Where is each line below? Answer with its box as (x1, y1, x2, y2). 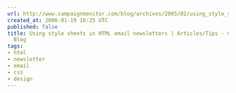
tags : (7, 43, 23, 50)
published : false (7, 23, 58, 30)
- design (7, 75, 33, 83)
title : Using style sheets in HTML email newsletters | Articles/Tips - (7, 29, 225, 37)
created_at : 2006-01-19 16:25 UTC (7, 17, 109, 24)
